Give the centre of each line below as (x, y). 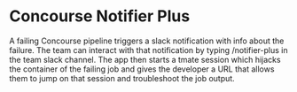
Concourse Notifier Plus (100, 16)
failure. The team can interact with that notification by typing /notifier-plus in (148, 50)
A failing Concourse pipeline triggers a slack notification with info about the (147, 41)
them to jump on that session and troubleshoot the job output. (122, 78)
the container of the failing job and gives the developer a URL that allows (142, 69)
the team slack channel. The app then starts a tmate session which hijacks (145, 59)
